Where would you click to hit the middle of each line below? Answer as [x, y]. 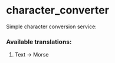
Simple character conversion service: [52, 26]
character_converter [57, 10]
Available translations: [39, 42]
